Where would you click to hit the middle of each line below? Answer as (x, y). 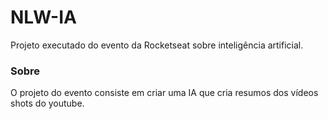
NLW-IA (43, 17)
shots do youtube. (47, 103)
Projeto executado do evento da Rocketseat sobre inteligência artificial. (157, 45)
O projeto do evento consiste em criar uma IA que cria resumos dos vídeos (164, 93)
